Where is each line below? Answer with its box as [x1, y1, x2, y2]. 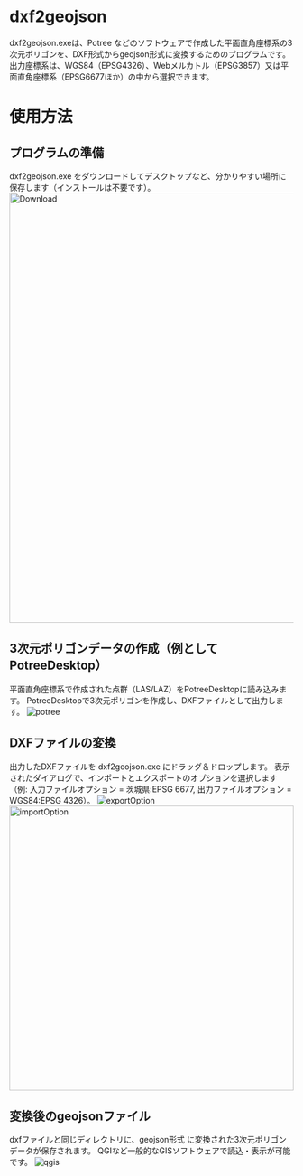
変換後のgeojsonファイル [9, 1108, 151, 1124]
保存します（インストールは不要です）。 [9, 182, 156, 193]
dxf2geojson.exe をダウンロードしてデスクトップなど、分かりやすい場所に [9, 170, 287, 182]
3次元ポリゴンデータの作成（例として [9, 641, 218, 656]
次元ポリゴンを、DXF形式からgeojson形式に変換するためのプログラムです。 [9, 48, 291, 60]
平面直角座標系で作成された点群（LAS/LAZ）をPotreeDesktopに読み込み [9, 683, 280, 694]
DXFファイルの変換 [9, 735, 116, 751]
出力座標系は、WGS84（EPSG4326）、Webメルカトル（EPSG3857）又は [9, 60, 281, 71]
